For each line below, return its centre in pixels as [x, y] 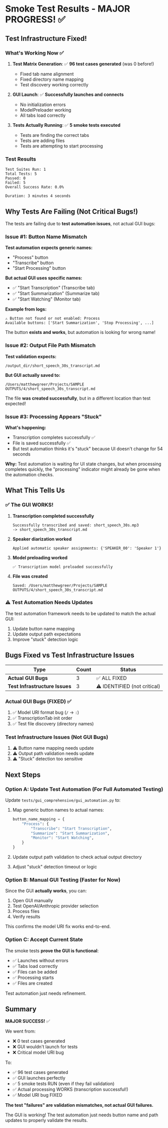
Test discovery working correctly [54, 84]
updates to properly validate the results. [47, 1120]
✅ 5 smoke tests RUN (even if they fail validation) [63, 1084]
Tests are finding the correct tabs [55, 135]
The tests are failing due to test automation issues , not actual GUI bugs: [80, 223]
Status [128, 669]
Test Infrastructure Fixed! [46, 38]
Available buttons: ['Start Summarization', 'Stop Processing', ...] [80, 323]
